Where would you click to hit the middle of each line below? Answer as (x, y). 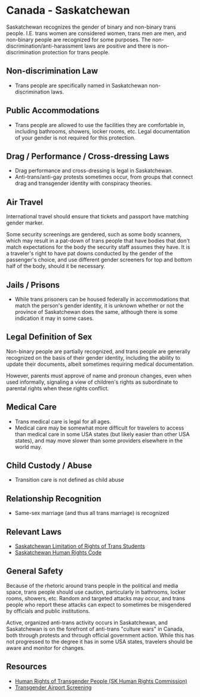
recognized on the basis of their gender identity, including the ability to (93, 357)
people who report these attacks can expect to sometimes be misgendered (99, 605)
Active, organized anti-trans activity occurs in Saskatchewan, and (87, 622)
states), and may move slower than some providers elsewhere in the (99, 440)
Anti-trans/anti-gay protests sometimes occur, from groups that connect (104, 177)
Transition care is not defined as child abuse (69, 480)
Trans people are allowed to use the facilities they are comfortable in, (100, 125)
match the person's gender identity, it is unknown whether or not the (99, 306)
